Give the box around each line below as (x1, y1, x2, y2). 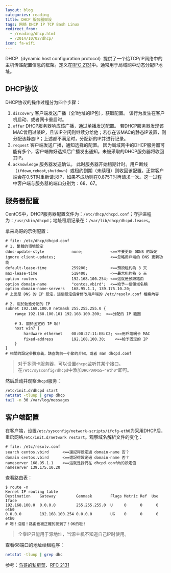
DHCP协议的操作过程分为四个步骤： (5, 99, 81, 105)
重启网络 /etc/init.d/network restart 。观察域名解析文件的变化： (5, 434, 143, 440)
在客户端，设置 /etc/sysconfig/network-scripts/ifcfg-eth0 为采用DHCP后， (5, 427, 166, 434)
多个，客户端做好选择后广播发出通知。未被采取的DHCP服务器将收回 (21, 148, 164, 154)
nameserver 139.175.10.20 (5, 465, 60, 470)
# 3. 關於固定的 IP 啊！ (14, 321, 62, 327)
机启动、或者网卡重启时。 (12, 116, 67, 123)
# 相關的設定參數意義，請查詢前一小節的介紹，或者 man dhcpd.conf (5, 351, 132, 356)
